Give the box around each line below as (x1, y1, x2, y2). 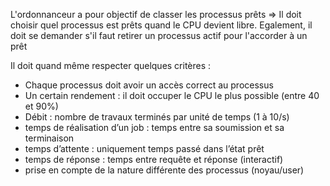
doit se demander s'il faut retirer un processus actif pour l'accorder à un (10, 30, 308, 41)
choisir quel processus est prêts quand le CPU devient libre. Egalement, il (10, 19, 313, 31)
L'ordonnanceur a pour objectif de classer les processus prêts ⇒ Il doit (10, 9, 302, 20)
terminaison (24, 132, 75, 144)
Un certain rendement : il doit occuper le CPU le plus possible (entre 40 (24, 90, 320, 101)
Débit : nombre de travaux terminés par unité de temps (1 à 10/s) (24, 111, 290, 123)
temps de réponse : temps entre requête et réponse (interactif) (24, 154, 284, 165)
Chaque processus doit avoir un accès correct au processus (24, 79, 274, 91)
